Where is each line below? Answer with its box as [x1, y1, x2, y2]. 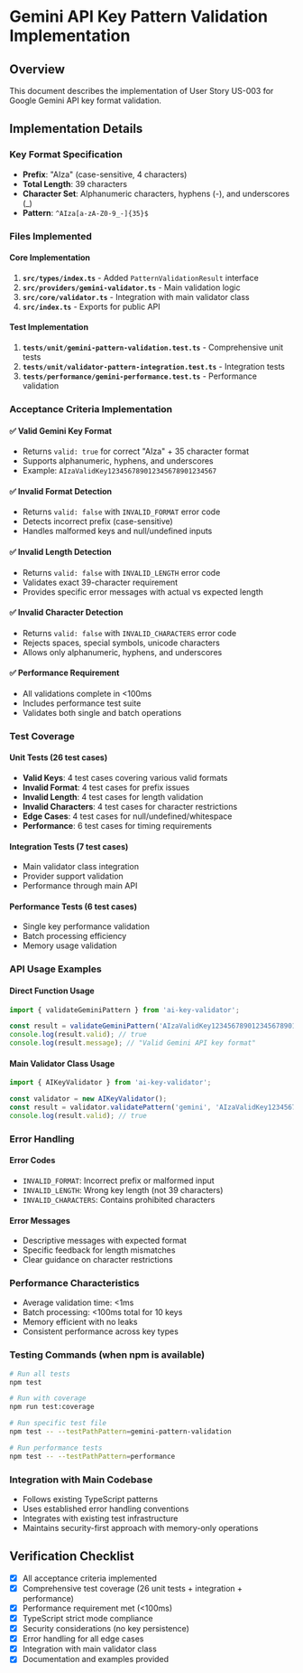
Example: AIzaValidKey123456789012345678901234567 [22, 465, 217, 476]
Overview [9, 61, 66, 77]
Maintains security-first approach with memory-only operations [22, 1523, 259, 1534]
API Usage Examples [9, 963, 102, 975]
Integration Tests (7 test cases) [9, 841, 129, 851]
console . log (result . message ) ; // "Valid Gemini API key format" [9, 1039, 256, 1048]
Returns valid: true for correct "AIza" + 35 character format [22, 446, 250, 457]
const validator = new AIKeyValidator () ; [9, 1095, 168, 1104]
